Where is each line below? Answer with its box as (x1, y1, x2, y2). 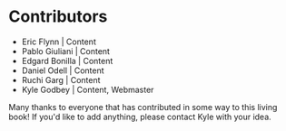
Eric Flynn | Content (21, 36, 96, 47)
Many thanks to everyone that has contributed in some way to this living (8, 101, 278, 112)
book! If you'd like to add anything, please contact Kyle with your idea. (8, 111, 271, 122)
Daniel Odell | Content (21, 65, 105, 76)
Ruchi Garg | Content (21, 74, 101, 85)
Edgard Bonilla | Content (21, 55, 113, 66)
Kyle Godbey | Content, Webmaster (21, 84, 154, 95)
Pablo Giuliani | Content (21, 45, 111, 56)
